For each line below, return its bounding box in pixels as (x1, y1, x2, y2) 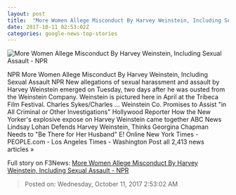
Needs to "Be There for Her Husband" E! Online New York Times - (7, 130, 199, 139)
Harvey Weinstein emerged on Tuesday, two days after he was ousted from (7, 85, 225, 94)
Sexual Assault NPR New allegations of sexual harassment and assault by (7, 78, 220, 87)
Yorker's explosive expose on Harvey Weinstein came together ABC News (7, 115, 222, 124)
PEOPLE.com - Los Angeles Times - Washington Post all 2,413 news (7, 138, 205, 146)
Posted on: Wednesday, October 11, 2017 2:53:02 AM (24, 180, 178, 189)
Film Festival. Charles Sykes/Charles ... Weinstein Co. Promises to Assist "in (7, 100, 227, 109)
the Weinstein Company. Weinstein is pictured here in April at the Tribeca (7, 93, 219, 101)
